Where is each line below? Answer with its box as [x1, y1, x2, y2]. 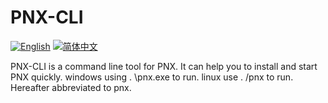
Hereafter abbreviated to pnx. [10, 81, 132, 93]
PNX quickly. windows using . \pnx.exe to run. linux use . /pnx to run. [10, 71, 294, 83]
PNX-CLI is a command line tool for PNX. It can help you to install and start [10, 60, 318, 72]
